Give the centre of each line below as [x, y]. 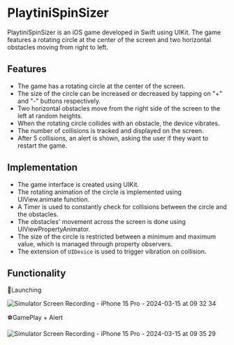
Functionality [37, 273]
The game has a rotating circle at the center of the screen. [101, 86]
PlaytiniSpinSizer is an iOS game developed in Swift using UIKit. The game [114, 32]
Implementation [43, 168]
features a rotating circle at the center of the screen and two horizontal [109, 39]
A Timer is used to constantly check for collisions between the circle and [122, 206]
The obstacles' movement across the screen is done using [102, 221]
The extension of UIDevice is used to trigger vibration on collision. [112, 251]
